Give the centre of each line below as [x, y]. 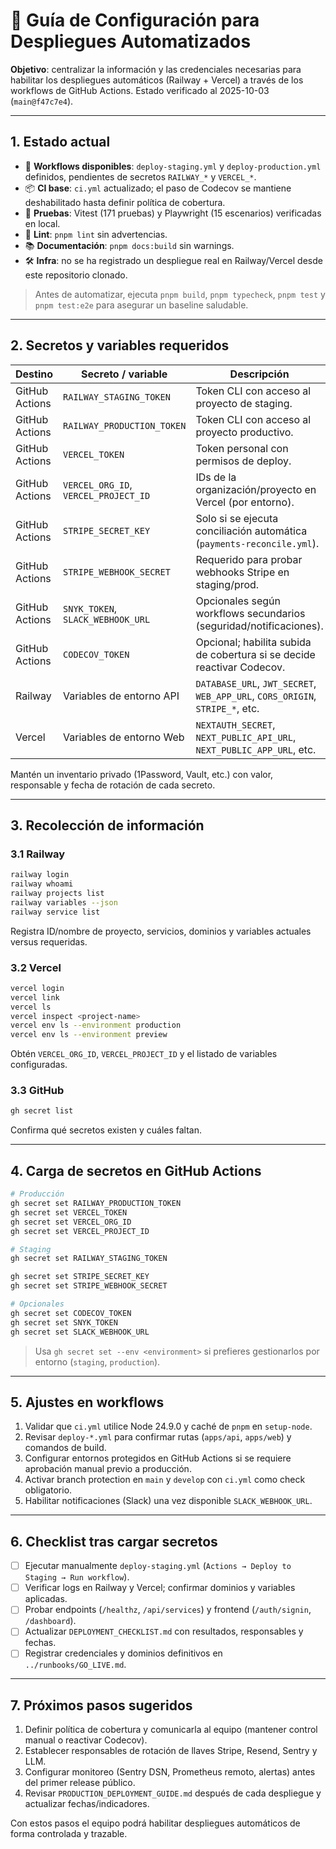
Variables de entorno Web [124, 737]
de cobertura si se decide [255, 654]
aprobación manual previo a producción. [108, 1469]
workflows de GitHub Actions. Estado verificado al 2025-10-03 [140, 90]
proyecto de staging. [244, 403]
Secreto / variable [124, 374]
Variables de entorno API [121, 696]
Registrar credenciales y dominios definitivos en [123, 1653]
